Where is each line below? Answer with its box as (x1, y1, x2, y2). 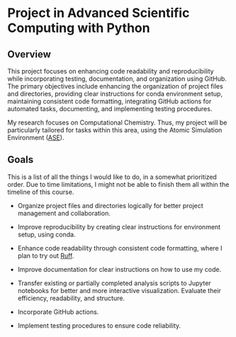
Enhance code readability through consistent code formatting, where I (17, 244, 223, 252)
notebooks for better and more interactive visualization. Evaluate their (17, 286, 222, 295)
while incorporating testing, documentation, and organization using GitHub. (7, 74, 227, 83)
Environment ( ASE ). (7, 133, 64, 142)
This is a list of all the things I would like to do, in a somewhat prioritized (7, 172, 218, 181)
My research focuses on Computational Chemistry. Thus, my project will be (7, 118, 227, 127)
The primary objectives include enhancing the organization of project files (7, 82, 223, 90)
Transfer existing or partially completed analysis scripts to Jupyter (17, 278, 211, 287)
